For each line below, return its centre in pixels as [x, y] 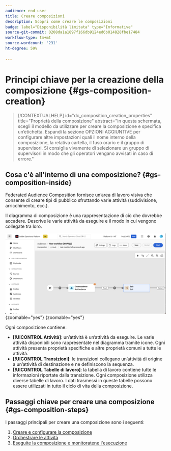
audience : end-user [26, 11]
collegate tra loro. [24, 226]
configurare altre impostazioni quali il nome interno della [77, 137]
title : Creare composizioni [35, 16]
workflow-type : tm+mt [28, 38]
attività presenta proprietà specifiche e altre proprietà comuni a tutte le [87, 348]
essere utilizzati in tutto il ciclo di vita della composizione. [73, 386]
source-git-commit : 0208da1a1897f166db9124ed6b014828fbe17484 [73, 32]
